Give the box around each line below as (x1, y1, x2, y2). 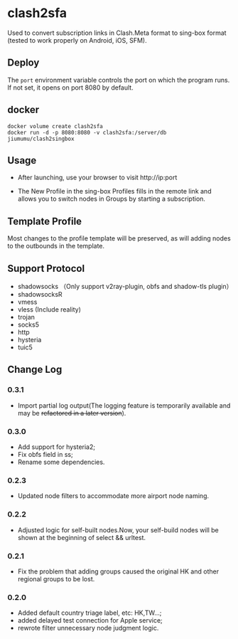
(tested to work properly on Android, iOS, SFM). (7, 36, 147, 44)
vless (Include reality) (17, 305, 82, 314)
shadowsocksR (17, 290, 63, 298)
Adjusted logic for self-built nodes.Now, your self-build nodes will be (17, 525, 219, 534)
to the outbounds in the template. (7, 242, 105, 250)
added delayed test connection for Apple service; (17, 616, 163, 625)
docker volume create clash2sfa (7, 122, 103, 130)
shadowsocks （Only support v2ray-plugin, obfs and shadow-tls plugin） (17, 282, 233, 290)
